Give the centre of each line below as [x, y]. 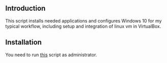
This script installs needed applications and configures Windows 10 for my [83, 20]
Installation [23, 42]
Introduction [26, 8]
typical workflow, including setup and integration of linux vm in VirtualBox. [83, 26]
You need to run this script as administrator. [51, 55]
